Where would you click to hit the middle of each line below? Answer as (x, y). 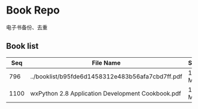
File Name (106, 62)
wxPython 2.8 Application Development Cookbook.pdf (106, 93)
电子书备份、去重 (27, 27)
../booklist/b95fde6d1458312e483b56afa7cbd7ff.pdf (106, 76)
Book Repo (33, 10)
